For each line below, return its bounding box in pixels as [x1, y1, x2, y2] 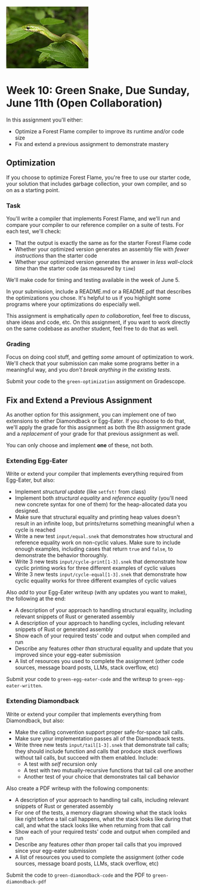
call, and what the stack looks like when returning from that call [14, 821, 171, 829]
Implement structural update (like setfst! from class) [14, 488, 146, 496]
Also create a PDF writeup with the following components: [6, 785, 149, 792]
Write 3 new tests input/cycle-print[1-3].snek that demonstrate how [14, 558, 187, 566]
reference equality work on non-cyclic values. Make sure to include [14, 539, 181, 546]
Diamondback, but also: [6, 716, 64, 724]
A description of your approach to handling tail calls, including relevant [14, 796, 189, 803]
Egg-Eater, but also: [6, 476, 55, 484]
